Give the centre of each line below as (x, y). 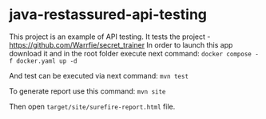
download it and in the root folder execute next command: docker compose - (134, 53)
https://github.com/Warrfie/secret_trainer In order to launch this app (121, 44)
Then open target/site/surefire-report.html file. (92, 106)
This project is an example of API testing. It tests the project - (110, 36)
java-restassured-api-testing (108, 15)
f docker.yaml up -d (44, 61)
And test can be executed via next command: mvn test (99, 75)
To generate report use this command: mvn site (87, 91)
